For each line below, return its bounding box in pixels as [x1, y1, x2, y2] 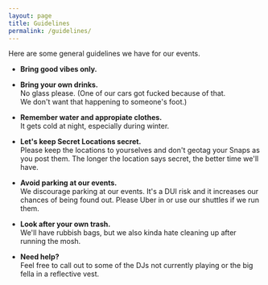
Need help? [19, 252, 60, 262]
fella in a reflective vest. [19, 269, 100, 279]
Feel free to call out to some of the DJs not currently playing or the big [19, 261, 254, 271]
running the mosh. [19, 237, 81, 246]
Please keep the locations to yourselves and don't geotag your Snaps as [19, 146, 260, 155]
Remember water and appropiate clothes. [19, 113, 163, 122]
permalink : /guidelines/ [8, 27, 92, 35]
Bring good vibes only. [19, 64, 97, 74]
